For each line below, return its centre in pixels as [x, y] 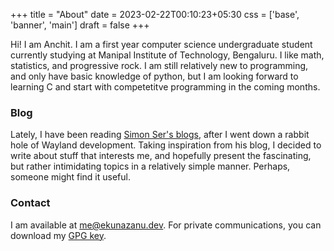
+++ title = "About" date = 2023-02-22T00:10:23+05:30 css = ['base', [155, 14]
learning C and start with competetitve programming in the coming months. [165, 87]
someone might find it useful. [70, 177]
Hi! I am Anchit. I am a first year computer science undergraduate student [161, 44]
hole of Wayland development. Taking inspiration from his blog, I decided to [166, 145]
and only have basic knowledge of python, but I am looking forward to [154, 76]
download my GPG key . [58, 235]
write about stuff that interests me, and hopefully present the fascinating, [161, 156]
